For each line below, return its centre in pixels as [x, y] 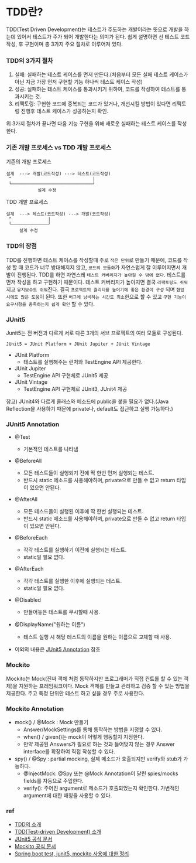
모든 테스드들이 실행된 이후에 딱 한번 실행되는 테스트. [83, 511]
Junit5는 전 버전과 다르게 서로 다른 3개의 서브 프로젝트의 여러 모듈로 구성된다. [94, 333]
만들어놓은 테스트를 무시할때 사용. [62, 612]
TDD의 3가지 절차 [30, 60]
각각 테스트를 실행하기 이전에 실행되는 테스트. [75, 550]
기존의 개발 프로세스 [29, 161]
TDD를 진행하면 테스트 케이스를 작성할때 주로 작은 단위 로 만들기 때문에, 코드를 [94, 260]
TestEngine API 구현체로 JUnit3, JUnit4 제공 [75, 389]
